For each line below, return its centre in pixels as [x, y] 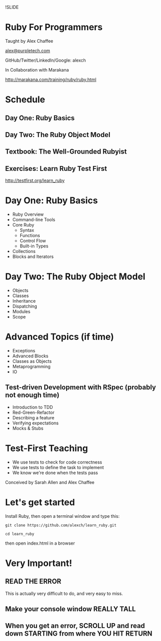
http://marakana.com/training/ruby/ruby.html [51, 80]
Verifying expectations [35, 423]
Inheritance [24, 301]
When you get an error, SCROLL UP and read [75, 626]
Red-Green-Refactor [33, 412]
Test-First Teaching [47, 448]
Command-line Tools [34, 220]
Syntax [27, 230]
